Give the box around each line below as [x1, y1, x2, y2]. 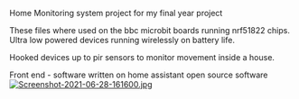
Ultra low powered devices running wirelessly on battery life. [9, 35, 235, 45]
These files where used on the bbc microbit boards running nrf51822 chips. [9, 25, 291, 35]
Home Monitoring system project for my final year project [9, 8, 223, 18]
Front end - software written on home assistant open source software [9, 69, 268, 80]
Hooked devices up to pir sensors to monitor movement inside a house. [9, 52, 276, 62]
